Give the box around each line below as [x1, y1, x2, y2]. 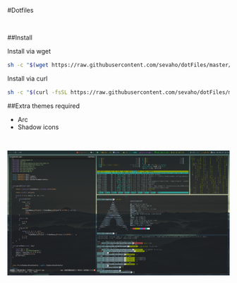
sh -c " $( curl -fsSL [7, 88, 68, 96]
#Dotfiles [7, 6, 34, 14]
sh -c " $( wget [7, 61, 49, 68]
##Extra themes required [7, 102, 80, 110]
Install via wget [7, 47, 51, 55]
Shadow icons [17, 123, 59, 131]
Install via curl [7, 74, 48, 83]
